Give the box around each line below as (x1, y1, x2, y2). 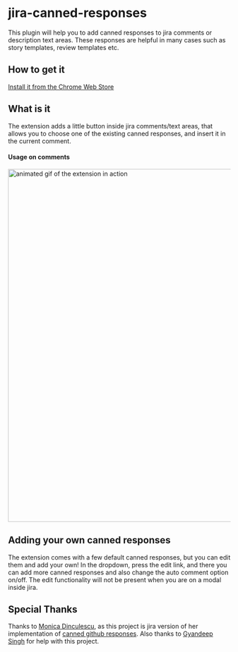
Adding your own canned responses (8, 534, 172, 546)
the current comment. (8, 136, 71, 145)
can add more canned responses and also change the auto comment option (8, 568, 229, 576)
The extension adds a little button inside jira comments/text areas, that (8, 121, 213, 130)
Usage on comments (8, 153, 70, 162)
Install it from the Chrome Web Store (8, 83, 114, 91)
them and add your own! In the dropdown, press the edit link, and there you (8, 560, 227, 569)
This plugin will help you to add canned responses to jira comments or (8, 28, 213, 37)
